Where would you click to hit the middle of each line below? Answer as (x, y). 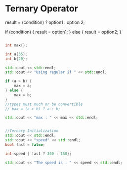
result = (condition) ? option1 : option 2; (45, 22)
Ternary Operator (42, 9)
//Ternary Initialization (32, 131)
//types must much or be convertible (44, 104)
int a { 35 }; (16, 54)
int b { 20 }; (16, 59)
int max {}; (16, 45)
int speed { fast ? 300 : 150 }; (38, 154)
